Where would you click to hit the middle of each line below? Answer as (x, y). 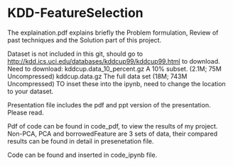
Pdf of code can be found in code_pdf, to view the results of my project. (113, 126)
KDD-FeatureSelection (75, 13)
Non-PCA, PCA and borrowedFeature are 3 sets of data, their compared (113, 134)
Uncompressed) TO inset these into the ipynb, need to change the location (116, 83)
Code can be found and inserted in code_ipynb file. (82, 155)
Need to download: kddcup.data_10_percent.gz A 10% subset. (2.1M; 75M (114, 69)
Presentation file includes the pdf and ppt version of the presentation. (109, 105)
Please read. (26, 112)
